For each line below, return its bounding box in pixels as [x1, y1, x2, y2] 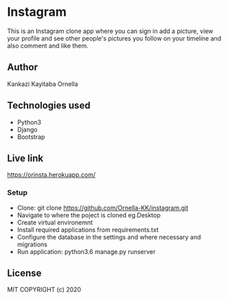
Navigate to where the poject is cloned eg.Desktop [16, 211, 161, 219]
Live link [7, 152, 43, 164]
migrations [16, 240, 48, 248]
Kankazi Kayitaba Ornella [7, 80, 78, 88]
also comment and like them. [7, 41, 89, 50]
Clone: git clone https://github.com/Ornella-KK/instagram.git [16, 204, 189, 212]
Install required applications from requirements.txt [16, 225, 159, 234]
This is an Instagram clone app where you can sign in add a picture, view [7, 27, 214, 35]
